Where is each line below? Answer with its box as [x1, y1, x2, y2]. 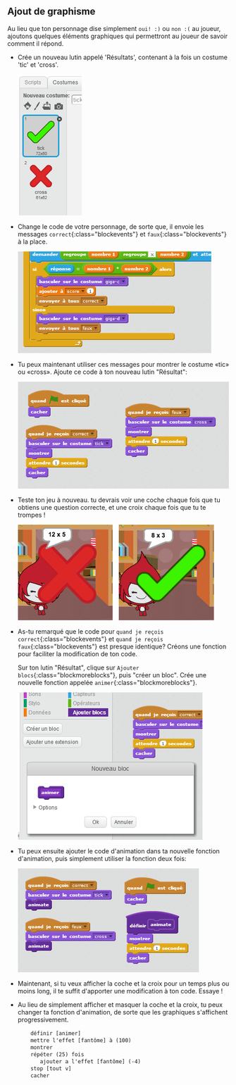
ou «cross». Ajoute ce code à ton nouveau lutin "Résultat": [17, 368, 188, 376]
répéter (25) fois [30, 1050, 85, 1058]
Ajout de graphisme [7, 6, 96, 18]
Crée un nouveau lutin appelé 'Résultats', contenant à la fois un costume [17, 53, 228, 61]
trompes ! [17, 510, 46, 519]
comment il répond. [7, 39, 64, 48]
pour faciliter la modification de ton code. [17, 649, 137, 658]
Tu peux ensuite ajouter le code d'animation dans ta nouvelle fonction [17, 846, 221, 855]
